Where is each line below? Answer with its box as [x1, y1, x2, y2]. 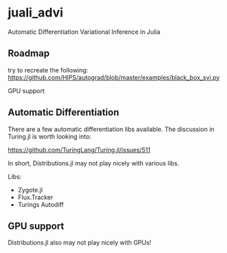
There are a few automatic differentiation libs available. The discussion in [8, 125, 215, 133]
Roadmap [8, 48, 50, 59]
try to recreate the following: [8, 65, 89, 74]
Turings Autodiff [17, 200, 64, 208]
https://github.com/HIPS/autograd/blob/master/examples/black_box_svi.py [8, 73, 220, 81]
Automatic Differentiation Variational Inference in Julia [8, 28, 161, 36]
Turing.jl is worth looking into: [8, 132, 91, 141]
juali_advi [8, 5, 64, 21]
